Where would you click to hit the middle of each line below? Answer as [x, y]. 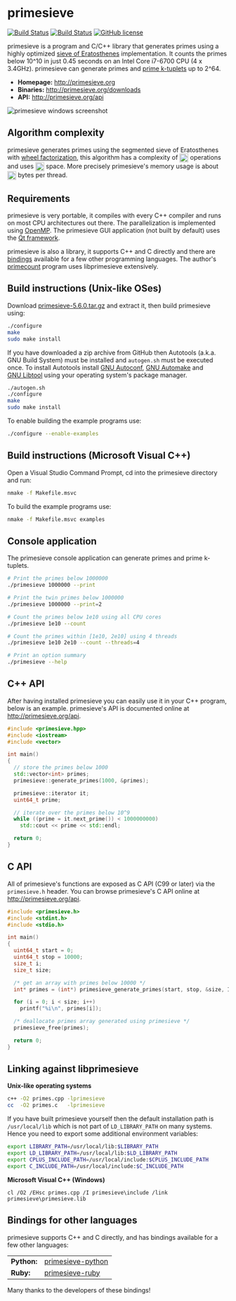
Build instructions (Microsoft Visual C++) [99, 456]
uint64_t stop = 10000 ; [48, 957]
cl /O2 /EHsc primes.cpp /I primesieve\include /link [88, 1193]
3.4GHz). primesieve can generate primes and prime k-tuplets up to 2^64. [114, 68]
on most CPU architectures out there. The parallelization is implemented [112, 223]
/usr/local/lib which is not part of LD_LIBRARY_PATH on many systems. [110, 1127]
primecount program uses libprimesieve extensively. [83, 267]
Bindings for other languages [72, 1220]
